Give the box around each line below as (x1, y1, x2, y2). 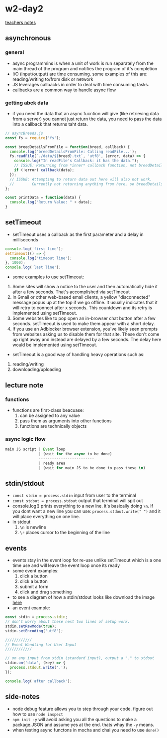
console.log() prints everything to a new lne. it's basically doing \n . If (12, 503, 153, 509)
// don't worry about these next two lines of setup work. (5, 619, 130, 624)
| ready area (38, 461, 66, 466)
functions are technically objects (19, 423, 87, 429)
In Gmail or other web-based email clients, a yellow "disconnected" (12, 294, 151, 300)
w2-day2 (5, 3, 44, 14)
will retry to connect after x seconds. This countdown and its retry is (12, 305, 153, 311)
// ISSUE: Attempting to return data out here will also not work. (9, 177, 153, 182)
